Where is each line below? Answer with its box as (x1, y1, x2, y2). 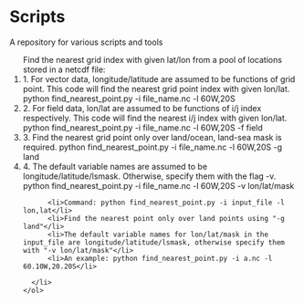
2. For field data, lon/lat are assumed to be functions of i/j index (22, 102, 262, 113)
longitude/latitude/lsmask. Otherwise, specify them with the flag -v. (22, 171, 277, 182)
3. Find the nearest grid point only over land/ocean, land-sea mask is (22, 131, 282, 142)
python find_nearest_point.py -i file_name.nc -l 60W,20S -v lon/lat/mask (22, 180, 295, 191)
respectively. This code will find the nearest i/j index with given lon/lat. (22, 112, 288, 123)
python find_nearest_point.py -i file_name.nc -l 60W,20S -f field (22, 121, 263, 133)
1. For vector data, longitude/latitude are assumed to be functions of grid (22, 73, 296, 84)
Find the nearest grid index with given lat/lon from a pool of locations (22, 54, 283, 65)
